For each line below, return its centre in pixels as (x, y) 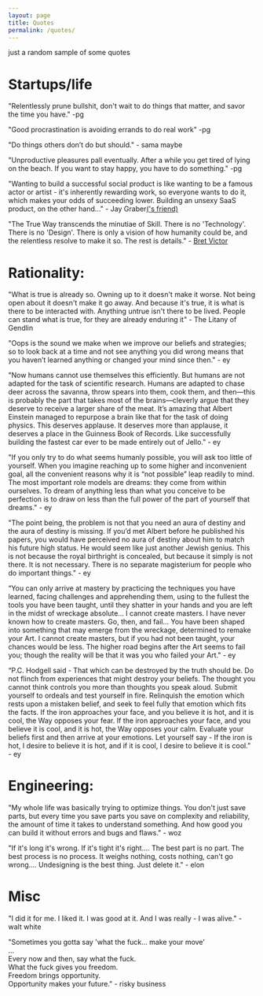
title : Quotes (31, 23)
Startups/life (50, 84)
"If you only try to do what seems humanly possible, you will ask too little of (130, 457)
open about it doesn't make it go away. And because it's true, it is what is (126, 303)
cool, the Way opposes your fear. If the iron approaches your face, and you (130, 720)
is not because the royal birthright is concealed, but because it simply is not (131, 557)
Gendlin (21, 328)
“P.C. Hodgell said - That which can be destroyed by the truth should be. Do (131, 671)
